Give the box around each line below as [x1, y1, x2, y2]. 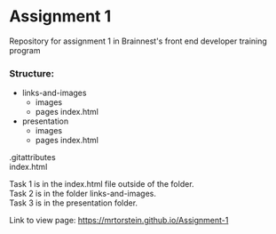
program [9, 44, 41, 55]
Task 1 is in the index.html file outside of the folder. [9, 179, 194, 190]
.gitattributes [9, 152, 56, 163]
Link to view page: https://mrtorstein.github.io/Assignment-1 [9, 215, 229, 226]
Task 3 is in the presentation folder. [9, 198, 138, 208]
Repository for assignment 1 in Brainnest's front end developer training [9, 36, 268, 46]
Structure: [9, 67, 55, 79]
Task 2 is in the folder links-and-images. [9, 189, 157, 199]
